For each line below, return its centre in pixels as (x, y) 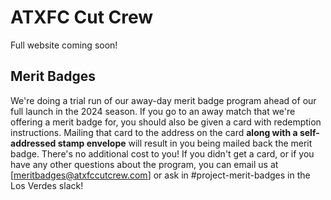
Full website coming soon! (64, 45)
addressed (33, 143)
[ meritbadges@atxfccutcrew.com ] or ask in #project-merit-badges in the (160, 175)
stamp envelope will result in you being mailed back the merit (185, 143)
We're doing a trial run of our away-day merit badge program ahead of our (163, 100)
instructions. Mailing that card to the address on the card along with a (154, 132)
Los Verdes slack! (47, 185)
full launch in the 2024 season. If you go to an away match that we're (153, 111)
